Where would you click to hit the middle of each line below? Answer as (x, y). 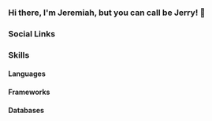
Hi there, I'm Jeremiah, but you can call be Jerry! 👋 (107, 13)
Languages (27, 74)
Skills (19, 55)
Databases (26, 110)
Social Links (32, 33)
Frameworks (29, 92)
